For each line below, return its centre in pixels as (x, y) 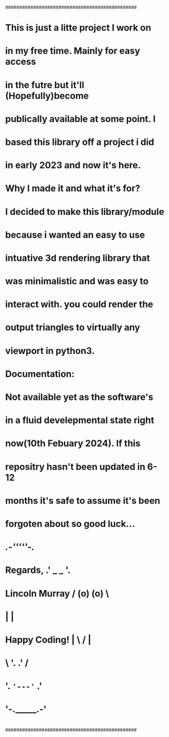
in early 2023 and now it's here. (73, 165)
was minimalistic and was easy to (77, 281)
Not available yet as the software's (79, 397)
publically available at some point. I (80, 119)
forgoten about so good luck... (70, 524)
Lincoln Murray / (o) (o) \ (57, 593)
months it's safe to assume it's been (83, 501)
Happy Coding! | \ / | (48, 639)
